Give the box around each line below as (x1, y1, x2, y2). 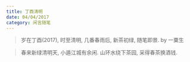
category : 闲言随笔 (6, 19, 51, 25)
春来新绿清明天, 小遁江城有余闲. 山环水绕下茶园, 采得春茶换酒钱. (20, 49, 177, 56)
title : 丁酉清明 (6, 8, 43, 15)
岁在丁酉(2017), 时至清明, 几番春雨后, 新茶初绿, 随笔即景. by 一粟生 (20, 37, 184, 44)
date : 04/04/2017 (6, 14, 49, 20)
